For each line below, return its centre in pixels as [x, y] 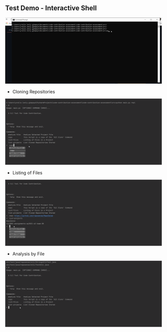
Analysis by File [28, 254]
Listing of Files [27, 173]
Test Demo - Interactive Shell [51, 8]
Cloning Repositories [34, 91]
